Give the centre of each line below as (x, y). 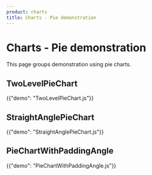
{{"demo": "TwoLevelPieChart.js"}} (50, 98)
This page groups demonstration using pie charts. (69, 64)
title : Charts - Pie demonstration (51, 18)
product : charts (27, 12)
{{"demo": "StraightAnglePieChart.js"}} (55, 132)
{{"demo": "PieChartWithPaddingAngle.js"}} (61, 165)
